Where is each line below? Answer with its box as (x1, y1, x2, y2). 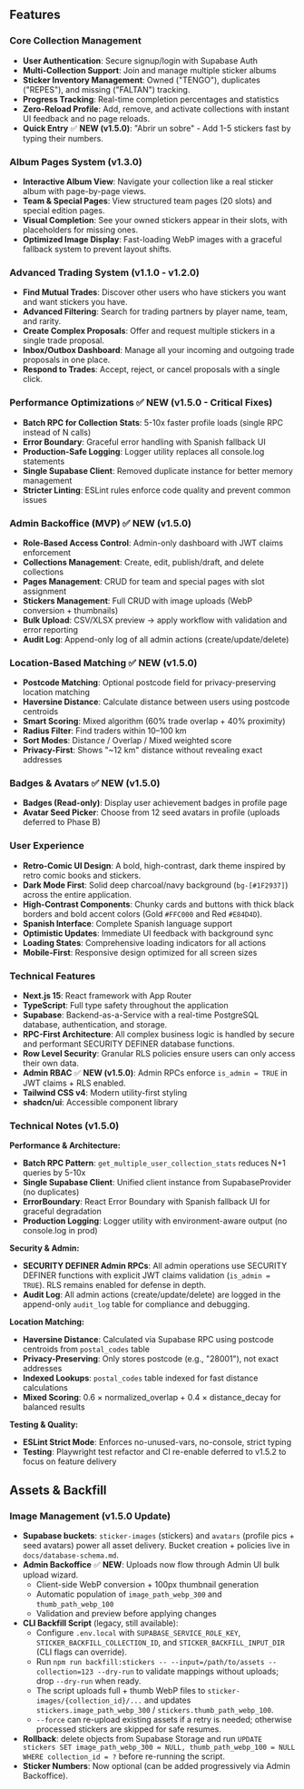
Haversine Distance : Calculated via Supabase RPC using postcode (22, 1334, 274, 1345)
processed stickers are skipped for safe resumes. (35, 1724, 222, 1735)
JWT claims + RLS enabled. (22, 1077, 126, 1088)
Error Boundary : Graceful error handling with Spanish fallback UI (22, 436, 266, 447)
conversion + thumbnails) (22, 605, 119, 615)
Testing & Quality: (9, 1420, 79, 1430)
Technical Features (9, 969, 96, 982)
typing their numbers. (22, 133, 104, 143)
